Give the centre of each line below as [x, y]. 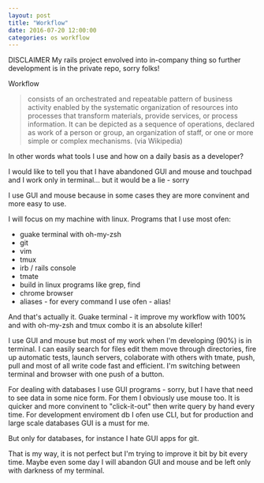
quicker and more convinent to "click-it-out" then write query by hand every [131, 406]
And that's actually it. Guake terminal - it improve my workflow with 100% [127, 317]
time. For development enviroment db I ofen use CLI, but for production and [131, 415]
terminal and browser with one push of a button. [86, 374]
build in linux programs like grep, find [80, 285]
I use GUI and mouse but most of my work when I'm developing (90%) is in [130, 341]
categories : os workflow [49, 38]
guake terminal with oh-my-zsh [71, 235]
